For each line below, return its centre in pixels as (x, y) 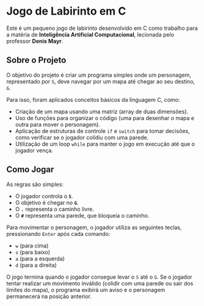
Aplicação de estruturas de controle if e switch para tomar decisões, (103, 131)
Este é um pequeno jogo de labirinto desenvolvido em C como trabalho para (102, 28)
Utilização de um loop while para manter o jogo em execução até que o (105, 144)
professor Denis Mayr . (35, 41)
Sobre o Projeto (36, 60)
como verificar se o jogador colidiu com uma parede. (82, 137)
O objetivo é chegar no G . (47, 202)
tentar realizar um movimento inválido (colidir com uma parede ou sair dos (100, 283)
